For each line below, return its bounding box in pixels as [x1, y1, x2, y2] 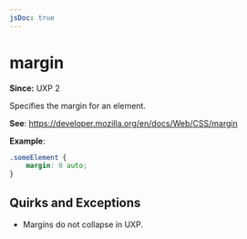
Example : [9, 135, 46, 146]
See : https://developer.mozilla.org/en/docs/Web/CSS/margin [9, 117, 239, 128]
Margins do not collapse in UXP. [22, 219, 144, 230]
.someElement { [9, 153, 67, 162]
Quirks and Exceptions [9, 194, 141, 210]
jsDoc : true [9, 13, 55, 23]
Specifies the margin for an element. [9, 100, 146, 111]
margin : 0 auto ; [26, 161, 88, 171]
